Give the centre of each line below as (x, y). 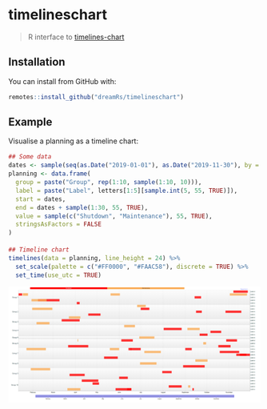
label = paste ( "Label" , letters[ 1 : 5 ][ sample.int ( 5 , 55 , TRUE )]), (127, 190)
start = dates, (41, 199)
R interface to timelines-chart (76, 37)
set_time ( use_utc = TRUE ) (59, 275)
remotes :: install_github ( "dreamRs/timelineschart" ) (96, 97)
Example (30, 122)
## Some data (30, 157)
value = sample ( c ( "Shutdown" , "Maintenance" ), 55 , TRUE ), (114, 216)
